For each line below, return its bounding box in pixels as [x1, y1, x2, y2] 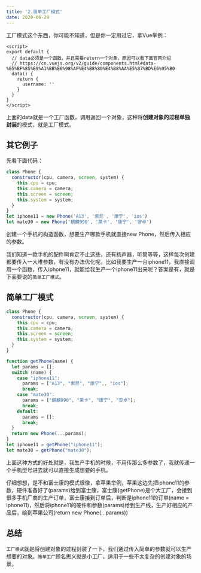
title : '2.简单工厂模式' [6, 8, 63, 15]
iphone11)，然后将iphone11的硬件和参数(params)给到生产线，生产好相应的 [6, 501, 188, 508]
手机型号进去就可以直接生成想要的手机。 [11, 466, 111, 473]
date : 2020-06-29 [6, 14, 50, 20]
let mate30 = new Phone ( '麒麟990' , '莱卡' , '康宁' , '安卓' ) [6, 219, 152, 225]
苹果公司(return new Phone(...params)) [32, 509, 129, 516]
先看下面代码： [6, 157, 43, 164]
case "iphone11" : [17, 375, 60, 381]
